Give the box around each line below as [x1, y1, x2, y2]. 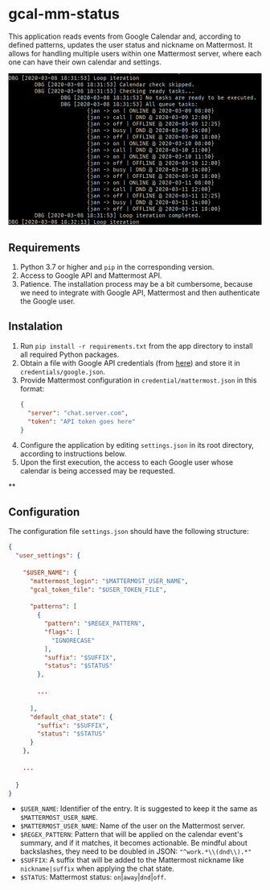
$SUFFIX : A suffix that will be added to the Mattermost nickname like [19, 855, 244, 865]
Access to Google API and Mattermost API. [19, 271, 162, 280]
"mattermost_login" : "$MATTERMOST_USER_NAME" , [29, 577, 189, 585]
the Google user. [19, 296, 76, 306]
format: [19, 383, 45, 393]
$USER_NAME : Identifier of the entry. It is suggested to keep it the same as [19, 804, 258, 813]
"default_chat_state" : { [29, 713, 113, 721]
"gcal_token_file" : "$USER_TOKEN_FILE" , [29, 586, 167, 594]
